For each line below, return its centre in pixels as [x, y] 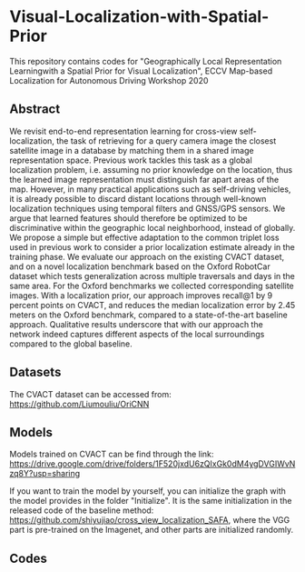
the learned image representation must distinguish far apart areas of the [144, 179]
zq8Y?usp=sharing [45, 474]
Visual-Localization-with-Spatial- [139, 17]
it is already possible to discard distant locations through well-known [138, 198]
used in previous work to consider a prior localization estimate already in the [152, 246]
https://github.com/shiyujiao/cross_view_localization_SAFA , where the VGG [150, 520]
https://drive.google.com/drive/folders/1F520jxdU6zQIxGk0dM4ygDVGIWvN [152, 464]
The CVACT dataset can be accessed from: [90, 394]
